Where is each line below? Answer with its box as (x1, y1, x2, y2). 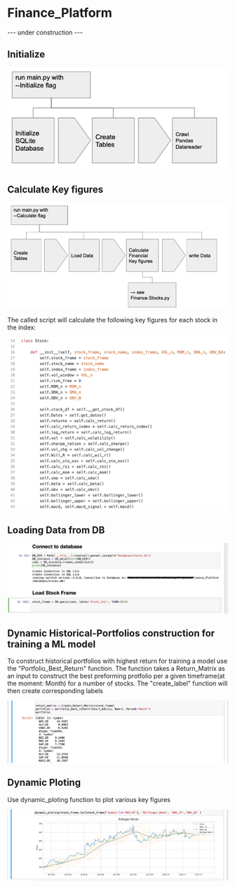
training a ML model (7, 638, 96, 650)
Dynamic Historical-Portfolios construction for (7, 627, 215, 640)
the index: (7, 323, 36, 331)
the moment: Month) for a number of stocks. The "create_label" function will (7, 679, 228, 688)
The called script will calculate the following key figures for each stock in (7, 316, 218, 324)
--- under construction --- (7, 28, 83, 37)
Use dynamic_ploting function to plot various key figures (7, 795, 170, 803)
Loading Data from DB (7, 524, 105, 536)
